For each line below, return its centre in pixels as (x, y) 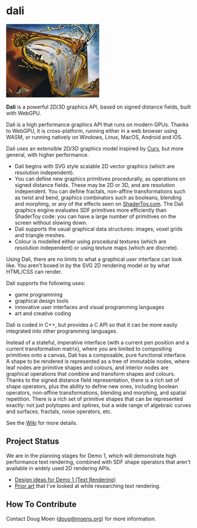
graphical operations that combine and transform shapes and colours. (91, 373)
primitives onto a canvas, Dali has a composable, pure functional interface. (96, 355)
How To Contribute (41, 505)
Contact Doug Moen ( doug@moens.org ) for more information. (81, 519)
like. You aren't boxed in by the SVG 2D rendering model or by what (88, 265)
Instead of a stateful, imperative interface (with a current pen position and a (98, 342)
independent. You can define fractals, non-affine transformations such (100, 191)
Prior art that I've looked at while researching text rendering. (87, 486)
